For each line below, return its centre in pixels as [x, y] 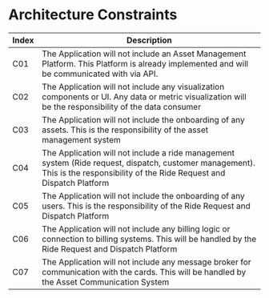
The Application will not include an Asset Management [144, 54]
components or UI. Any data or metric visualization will [144, 96]
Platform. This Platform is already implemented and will [145, 63]
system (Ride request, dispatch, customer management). [149, 163]
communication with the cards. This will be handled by [144, 272]
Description [149, 40]
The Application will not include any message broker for [147, 262]
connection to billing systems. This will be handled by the [149, 239]
